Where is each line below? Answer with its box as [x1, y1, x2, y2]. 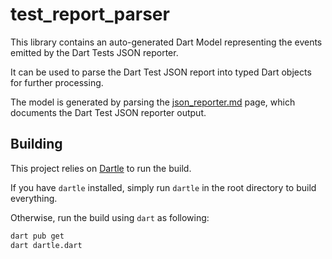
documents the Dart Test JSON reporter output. [10, 106, 207, 118]
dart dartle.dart [10, 240, 83, 250]
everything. [10, 192, 58, 204]
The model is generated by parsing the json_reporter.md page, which [10, 96, 296, 108]
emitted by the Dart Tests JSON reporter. [10, 46, 179, 58]
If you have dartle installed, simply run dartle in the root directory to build [10, 181, 317, 193]
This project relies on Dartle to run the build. [10, 162, 192, 174]
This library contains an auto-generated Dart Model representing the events [10, 36, 323, 48]
